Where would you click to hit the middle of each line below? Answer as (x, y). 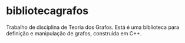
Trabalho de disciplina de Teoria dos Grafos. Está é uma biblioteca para (93, 27)
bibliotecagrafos (47, 11)
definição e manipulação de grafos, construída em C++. (74, 33)
